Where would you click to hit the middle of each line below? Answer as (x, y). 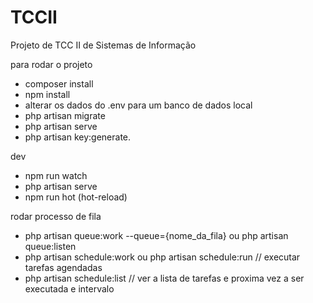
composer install (59, 83)
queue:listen (50, 246)
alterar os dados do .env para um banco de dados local (138, 105)
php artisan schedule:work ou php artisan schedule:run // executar (162, 257)
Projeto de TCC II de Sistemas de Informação (103, 45)
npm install (47, 94)
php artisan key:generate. (78, 137)
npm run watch (56, 175)
